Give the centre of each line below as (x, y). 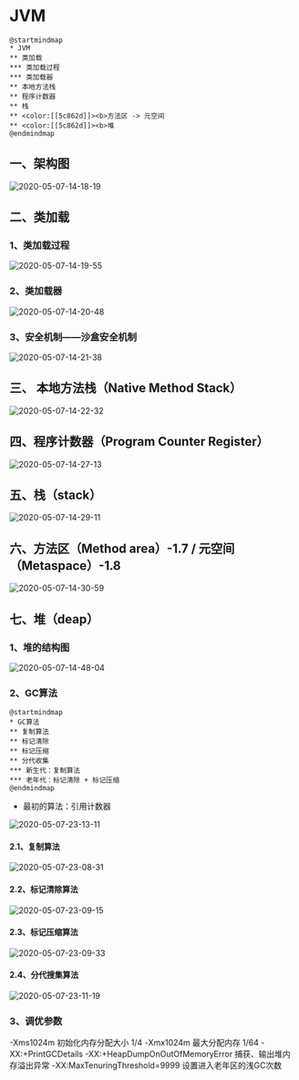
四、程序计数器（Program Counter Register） (139, 442)
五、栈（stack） (56, 495)
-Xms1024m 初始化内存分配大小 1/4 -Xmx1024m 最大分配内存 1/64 (134, 1043)
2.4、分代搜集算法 (44, 975)
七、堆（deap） (54, 619)
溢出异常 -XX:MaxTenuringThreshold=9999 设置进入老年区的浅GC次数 (149, 1065)
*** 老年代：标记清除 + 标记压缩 (65, 780)
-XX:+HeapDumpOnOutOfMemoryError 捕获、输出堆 (184, 1054)
